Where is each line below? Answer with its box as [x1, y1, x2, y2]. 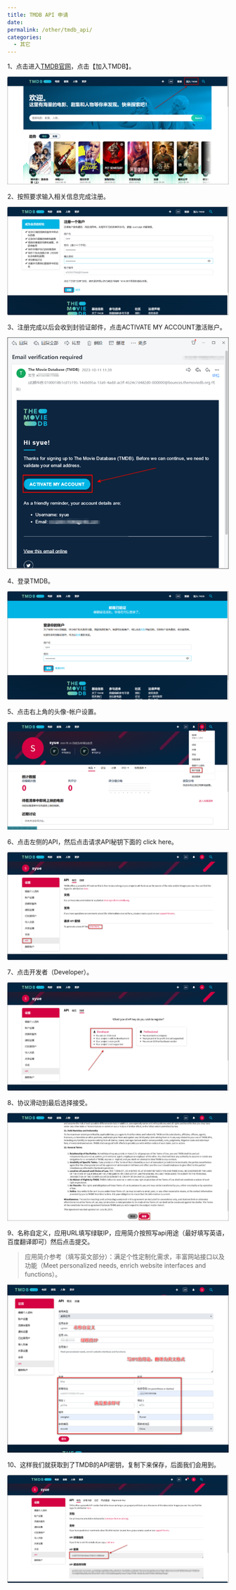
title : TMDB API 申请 [7, 11, 69, 18]
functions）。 [24, 1270, 62, 1279]
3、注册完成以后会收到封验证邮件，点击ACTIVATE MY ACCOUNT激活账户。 [7, 322, 226, 331]
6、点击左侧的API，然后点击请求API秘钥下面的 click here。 [7, 838, 178, 846]
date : [7, 18, 23, 26]
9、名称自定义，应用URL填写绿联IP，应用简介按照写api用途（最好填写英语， [7, 1229, 228, 1237]
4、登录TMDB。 [7, 577, 54, 586]
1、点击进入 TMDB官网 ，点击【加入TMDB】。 [7, 62, 136, 70]
